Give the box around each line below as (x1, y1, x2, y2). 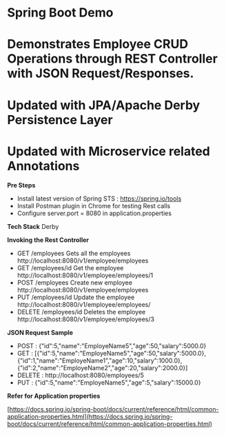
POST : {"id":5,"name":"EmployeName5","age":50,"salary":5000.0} (17, 341, 207, 350)
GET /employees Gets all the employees (17, 249, 131, 257)
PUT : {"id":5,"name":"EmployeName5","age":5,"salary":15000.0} (17, 378, 201, 387)
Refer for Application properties (7, 392, 101, 400)
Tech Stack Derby (7, 222, 59, 230)
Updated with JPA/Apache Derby (7, 97, 201, 113)
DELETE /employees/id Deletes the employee (17, 307, 146, 316)
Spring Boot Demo (7, 5, 114, 21)
